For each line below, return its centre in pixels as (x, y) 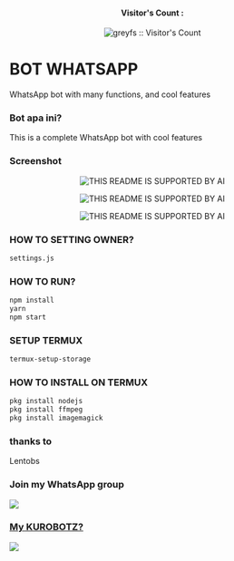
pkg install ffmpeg (46, 410)
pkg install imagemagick (56, 418)
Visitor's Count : (152, 13)
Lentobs (25, 461)
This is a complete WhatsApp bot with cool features (106, 138)
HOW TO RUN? (43, 281)
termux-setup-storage (50, 359)
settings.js (32, 258)
